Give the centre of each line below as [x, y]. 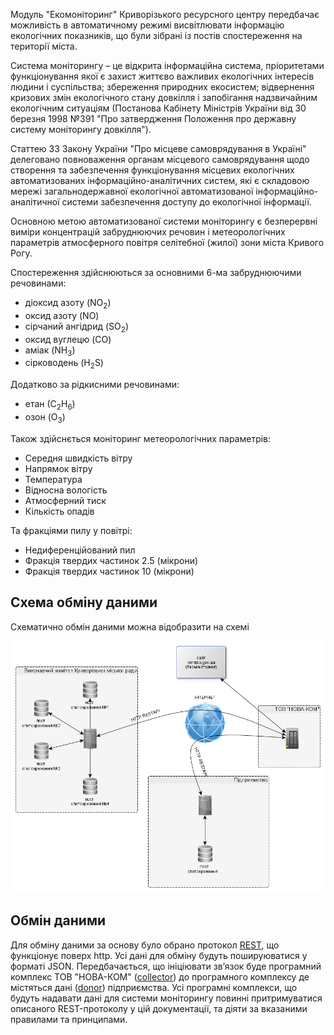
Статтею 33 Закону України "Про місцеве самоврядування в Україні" [158, 148]
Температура [53, 479]
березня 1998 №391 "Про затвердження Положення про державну [153, 118]
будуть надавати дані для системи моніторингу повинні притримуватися [166, 998]
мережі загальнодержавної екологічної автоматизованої [132, 191]
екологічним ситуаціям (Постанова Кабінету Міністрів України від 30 [158, 108]
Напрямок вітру [58, 468]
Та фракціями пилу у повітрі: [71, 530]
